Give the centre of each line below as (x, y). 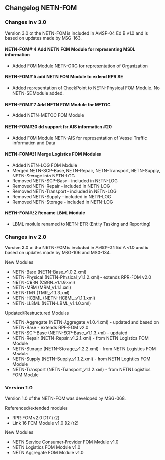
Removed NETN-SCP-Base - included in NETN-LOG (65, 181)
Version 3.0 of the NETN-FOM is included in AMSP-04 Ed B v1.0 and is (77, 33)
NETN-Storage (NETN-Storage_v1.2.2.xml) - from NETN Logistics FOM (84, 349)
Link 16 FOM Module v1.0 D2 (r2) (45, 423)
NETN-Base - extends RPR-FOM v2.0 (50, 328)
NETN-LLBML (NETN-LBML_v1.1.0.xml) (51, 303)
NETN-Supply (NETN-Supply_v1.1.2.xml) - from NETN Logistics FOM (81, 359)
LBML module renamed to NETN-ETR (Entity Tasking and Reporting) (82, 224)
